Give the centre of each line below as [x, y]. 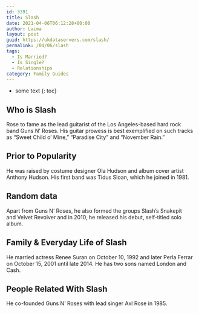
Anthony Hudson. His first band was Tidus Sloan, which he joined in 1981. [98, 177]
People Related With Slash [57, 289]
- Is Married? [29, 57]
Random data [32, 196]
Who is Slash [31, 110]
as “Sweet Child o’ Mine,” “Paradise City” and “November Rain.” [86, 137]
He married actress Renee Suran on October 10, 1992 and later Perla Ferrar [99, 257]
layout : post [23, 34]
